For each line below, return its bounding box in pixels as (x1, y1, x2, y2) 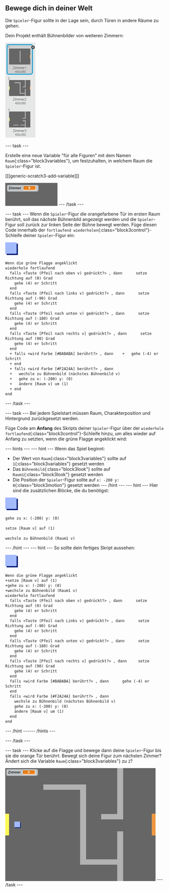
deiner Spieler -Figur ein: (23, 232, 75, 238)
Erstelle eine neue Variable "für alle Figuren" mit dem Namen (5, 152, 131, 158)
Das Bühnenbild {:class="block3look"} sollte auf (12, 466, 111, 472)
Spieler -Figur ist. (5, 163, 41, 169)
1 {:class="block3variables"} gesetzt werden (12, 461, 105, 467)
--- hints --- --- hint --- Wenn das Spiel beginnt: (5, 445, 105, 452)
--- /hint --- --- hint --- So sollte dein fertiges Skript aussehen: (5, 545, 135, 551)
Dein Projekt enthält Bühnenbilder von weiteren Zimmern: (5, 32, 124, 38)
